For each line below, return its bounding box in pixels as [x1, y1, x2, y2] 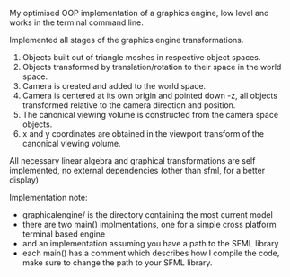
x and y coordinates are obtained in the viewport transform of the [22, 129, 265, 138]
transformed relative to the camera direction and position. [22, 100, 236, 111]
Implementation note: [9, 192, 88, 202]
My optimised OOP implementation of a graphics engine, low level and [9, 8, 269, 18]
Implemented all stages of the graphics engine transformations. [9, 35, 244, 45]
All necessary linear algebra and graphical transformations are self [9, 156, 256, 165]
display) [9, 174, 39, 185]
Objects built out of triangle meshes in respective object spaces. [22, 52, 261, 62]
